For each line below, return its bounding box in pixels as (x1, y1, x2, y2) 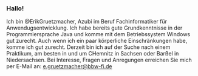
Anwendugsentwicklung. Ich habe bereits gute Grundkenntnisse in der (6, 24, 183, 31)
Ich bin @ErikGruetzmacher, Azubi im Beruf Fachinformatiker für (6, 18, 168, 25)
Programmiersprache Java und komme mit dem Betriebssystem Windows (6, 31, 191, 38)
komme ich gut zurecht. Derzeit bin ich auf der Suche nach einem (6, 43, 171, 51)
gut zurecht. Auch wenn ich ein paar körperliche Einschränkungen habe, (6, 37, 188, 45)
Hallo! (6, 4, 24, 13)
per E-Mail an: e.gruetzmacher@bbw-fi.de (6, 63, 112, 70)
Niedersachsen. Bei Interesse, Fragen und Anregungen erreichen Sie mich (6, 56, 193, 64)
